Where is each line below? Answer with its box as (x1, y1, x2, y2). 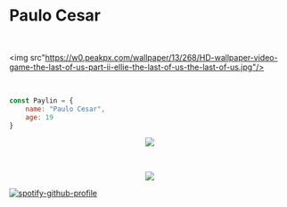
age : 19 (25, 112, 53, 121)
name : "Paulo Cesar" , (25, 104, 105, 113)
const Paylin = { (9, 95, 74, 105)
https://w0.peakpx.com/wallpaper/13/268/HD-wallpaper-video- (45, 52, 278, 62)
